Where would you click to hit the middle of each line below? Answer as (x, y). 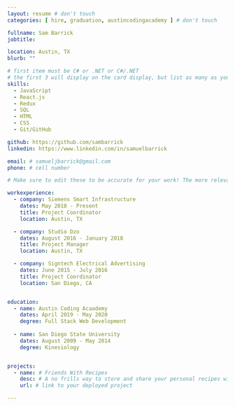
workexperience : (31, 193)
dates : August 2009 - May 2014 (65, 341)
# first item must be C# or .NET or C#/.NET (73, 71)
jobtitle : (22, 39)
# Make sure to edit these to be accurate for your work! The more (108, 180)
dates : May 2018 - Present (59, 206)
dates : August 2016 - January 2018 (72, 238)
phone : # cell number (39, 168)
